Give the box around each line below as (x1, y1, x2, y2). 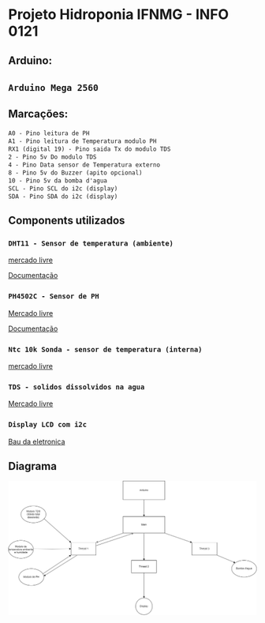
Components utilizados (8, 214, 125, 227)
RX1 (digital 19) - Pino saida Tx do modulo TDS (8, 144, 171, 153)
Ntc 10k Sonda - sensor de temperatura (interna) (8, 345, 203, 354)
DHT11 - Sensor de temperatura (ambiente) (8, 239, 174, 248)
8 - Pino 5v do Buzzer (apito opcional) (8, 168, 144, 177)
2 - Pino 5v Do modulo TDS (8, 152, 97, 161)
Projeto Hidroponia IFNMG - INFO (8, 6, 230, 24)
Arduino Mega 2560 (8, 81, 99, 93)
